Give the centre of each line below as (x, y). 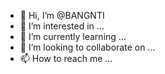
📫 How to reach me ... (66, 58)
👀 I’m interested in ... (62, 26)
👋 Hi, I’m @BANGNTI (62, 15)
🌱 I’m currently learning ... (73, 36)
